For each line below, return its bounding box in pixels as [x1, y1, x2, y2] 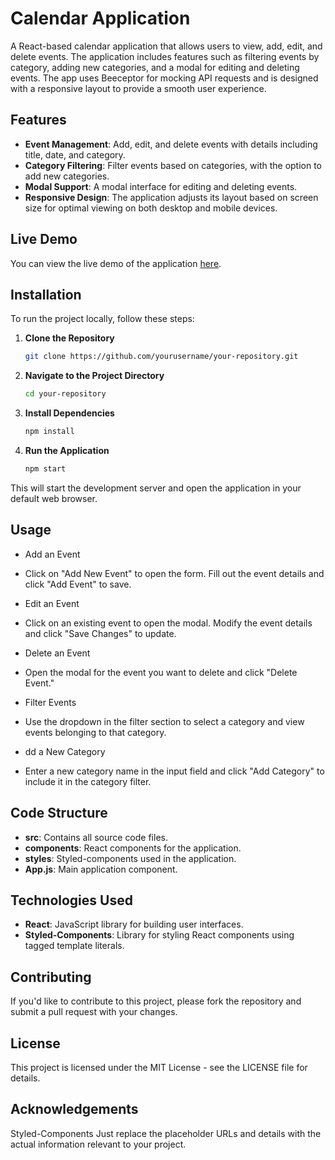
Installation [10, 286, 82, 303]
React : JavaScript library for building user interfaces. [24, 918, 244, 931]
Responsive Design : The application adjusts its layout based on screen [24, 191, 319, 203]
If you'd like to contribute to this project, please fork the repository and [10, 995, 302, 1007]
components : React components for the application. [24, 842, 242, 854]
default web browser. [10, 492, 98, 504]
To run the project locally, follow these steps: [10, 313, 195, 325]
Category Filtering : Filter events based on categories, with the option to [24, 159, 323, 171]
